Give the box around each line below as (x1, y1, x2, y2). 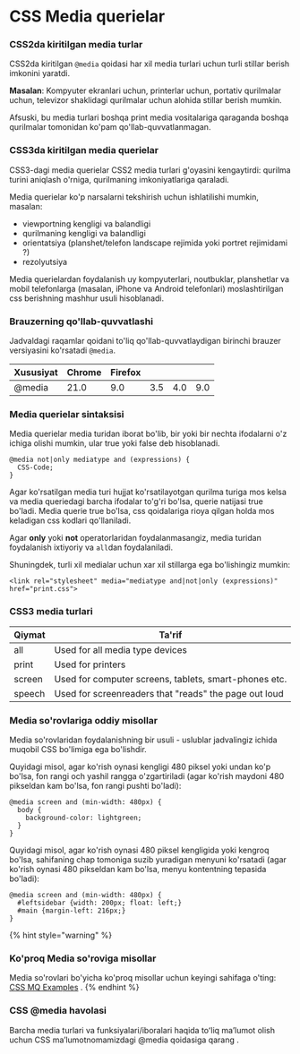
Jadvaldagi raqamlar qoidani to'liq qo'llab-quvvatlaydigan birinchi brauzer (9, 336, 282, 347)
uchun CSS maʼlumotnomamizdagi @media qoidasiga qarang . (9, 1034, 239, 1045)
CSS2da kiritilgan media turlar (9, 39, 143, 51)
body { (17, 805, 42, 814)
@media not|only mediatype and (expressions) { (9, 455, 191, 465)
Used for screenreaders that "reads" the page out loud (54, 687, 284, 699)
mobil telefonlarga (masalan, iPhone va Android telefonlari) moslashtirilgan (9, 283, 284, 294)
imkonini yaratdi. (9, 68, 70, 79)
